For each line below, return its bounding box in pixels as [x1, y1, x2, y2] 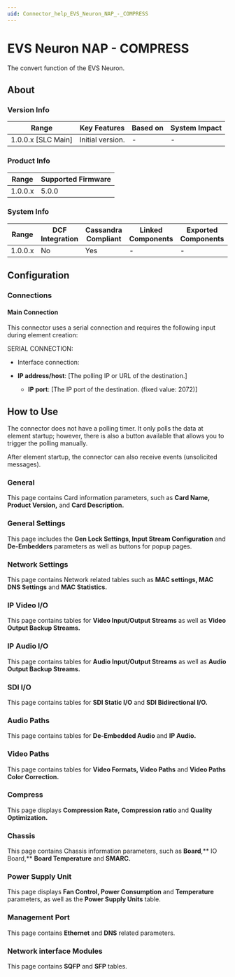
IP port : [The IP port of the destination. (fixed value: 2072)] [27, 385, 198, 393]
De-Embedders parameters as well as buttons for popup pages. [7, 541, 192, 551]
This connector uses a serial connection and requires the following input [7, 323, 215, 332]
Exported [186, 225, 218, 235]
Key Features [79, 123, 125, 133]
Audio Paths [7, 715, 50, 725]
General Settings [7, 518, 66, 528]
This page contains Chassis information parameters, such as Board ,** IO [7, 847, 218, 856]
